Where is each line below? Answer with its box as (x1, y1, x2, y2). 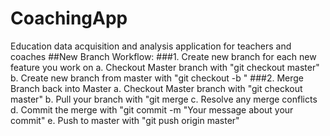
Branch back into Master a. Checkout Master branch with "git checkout (10, 82, 303, 94)
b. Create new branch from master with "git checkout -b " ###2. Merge (10, 72, 304, 84)
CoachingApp (10, 7, 128, 30)
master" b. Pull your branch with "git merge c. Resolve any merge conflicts (10, 93, 318, 105)
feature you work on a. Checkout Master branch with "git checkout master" (10, 61, 320, 73)
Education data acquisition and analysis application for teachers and (10, 40, 292, 52)
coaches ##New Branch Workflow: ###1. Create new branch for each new (10, 50, 317, 62)
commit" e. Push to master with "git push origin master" (10, 114, 240, 126)
